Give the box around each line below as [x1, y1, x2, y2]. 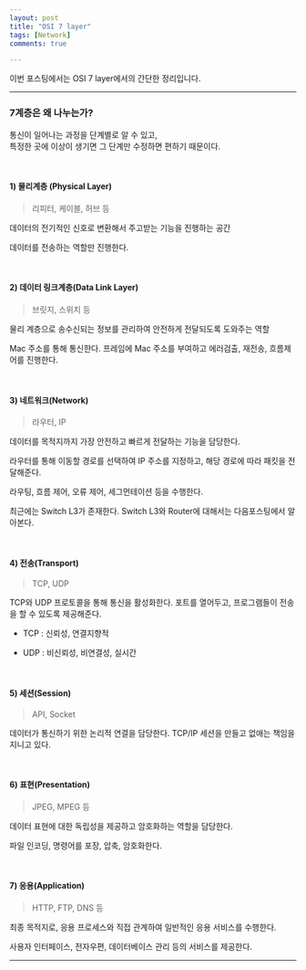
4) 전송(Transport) [9, 557, 79, 568]
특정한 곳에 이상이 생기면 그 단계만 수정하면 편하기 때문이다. [9, 141, 221, 152]
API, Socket [31, 709, 76, 720]
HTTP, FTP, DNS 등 [31, 901, 104, 913]
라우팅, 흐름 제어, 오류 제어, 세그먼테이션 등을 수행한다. [9, 486, 203, 498]
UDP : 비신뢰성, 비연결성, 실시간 [22, 648, 137, 659]
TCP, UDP [31, 578, 70, 589]
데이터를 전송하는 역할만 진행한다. [9, 241, 129, 252]
